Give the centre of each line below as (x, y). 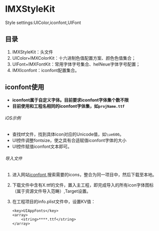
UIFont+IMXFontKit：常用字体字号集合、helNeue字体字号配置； (76, 64)
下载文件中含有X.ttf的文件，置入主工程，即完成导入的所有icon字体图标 (83, 185)
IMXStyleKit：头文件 (33, 52)
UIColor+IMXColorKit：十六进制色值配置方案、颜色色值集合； (74, 58)
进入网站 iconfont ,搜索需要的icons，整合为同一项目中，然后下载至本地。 (84, 174)
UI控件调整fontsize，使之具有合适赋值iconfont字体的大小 (69, 140)
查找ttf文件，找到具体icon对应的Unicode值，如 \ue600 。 (68, 134)
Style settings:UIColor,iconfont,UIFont (43, 23)
